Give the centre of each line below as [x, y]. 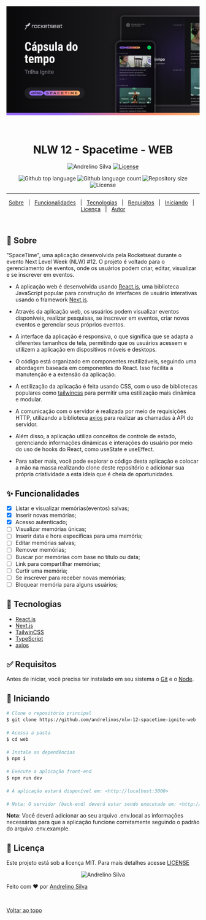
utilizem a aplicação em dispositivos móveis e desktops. [86, 350]
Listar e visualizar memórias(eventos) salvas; [72, 508]
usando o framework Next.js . [52, 300]
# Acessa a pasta [29, 733]
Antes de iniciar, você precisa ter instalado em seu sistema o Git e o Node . [100, 679]
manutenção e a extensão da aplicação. [66, 374]
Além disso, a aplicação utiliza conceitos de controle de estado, [96, 436]
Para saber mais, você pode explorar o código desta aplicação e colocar [107, 461]
